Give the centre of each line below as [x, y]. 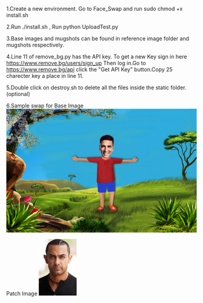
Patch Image [22, 294]
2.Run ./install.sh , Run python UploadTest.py [63, 27]
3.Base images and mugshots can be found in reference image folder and [98, 38]
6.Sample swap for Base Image [45, 106]
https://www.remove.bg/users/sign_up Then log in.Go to [76, 63]
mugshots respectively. [35, 45]
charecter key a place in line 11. [45, 76]
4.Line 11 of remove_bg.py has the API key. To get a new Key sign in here [97, 56]
